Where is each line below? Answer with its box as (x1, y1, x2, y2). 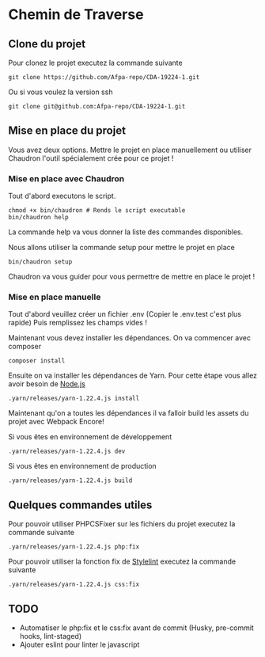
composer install (8, 357, 66, 365)
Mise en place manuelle (8, 291, 101, 302)
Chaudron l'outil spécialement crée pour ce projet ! (8, 153, 174, 163)
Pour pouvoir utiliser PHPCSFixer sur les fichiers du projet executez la (8, 519, 236, 529)
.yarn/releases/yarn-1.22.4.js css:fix (8, 580, 140, 589)
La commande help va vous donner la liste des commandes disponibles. (8, 227, 244, 237)
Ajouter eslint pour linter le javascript (19, 640, 140, 650)
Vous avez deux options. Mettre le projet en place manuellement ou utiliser (8, 145, 252, 154)
